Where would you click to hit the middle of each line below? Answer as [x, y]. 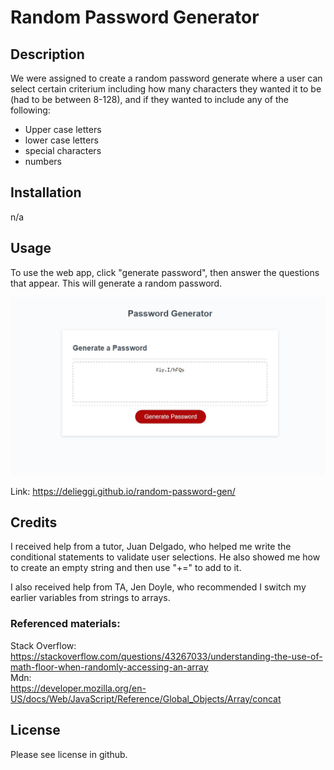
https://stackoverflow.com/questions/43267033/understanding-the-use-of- [166, 656]
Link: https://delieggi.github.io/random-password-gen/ [123, 491]
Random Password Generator [135, 17]
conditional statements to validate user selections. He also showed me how [165, 557]
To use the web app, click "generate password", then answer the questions [165, 272]
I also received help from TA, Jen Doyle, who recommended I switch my [158, 587]
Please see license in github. [69, 754]
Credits [34, 522]
